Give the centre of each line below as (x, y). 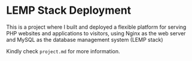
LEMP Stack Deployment (69, 10)
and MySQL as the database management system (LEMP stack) (85, 39)
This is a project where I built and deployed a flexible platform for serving (96, 27)
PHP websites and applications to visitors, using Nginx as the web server (96, 33)
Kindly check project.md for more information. (63, 51)
